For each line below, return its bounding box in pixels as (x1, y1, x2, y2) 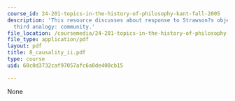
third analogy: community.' (13, 23, 96, 30)
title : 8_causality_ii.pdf (7, 49, 86, 56)
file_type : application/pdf (7, 36, 90, 43)
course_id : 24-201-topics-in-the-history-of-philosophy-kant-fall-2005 (7, 10, 220, 17)
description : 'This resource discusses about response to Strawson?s (7, 17, 215, 24)
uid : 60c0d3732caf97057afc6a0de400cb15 (7, 62, 124, 69)
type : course (7, 56, 45, 63)
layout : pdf (7, 42, 42, 49)
